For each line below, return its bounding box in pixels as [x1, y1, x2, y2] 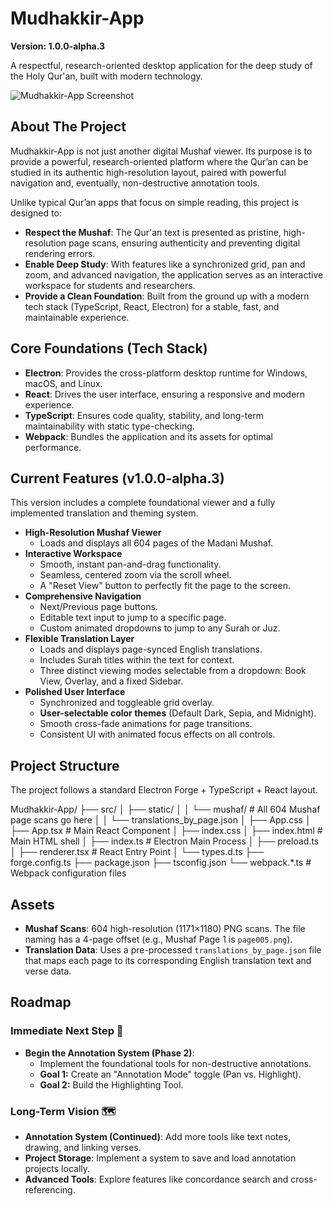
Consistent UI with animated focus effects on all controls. [39, 728, 276, 741]
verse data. [24, 965, 72, 977]
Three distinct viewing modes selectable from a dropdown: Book [39, 665, 307, 677]
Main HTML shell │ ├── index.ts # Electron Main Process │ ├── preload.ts [10, 835, 320, 847]
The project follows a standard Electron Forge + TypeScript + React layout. [10, 784, 318, 796]
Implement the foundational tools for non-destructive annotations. [39, 1057, 312, 1069]
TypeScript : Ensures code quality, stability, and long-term [24, 409, 265, 421]
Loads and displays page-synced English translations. [39, 643, 263, 656]
